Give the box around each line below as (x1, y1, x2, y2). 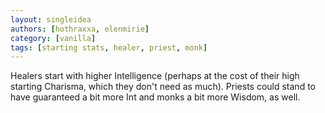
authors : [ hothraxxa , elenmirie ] (10, 24, 150, 34)
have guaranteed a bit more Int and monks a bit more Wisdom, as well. (10, 91, 301, 103)
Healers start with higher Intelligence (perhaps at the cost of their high (10, 70, 300, 82)
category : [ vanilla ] (10, 33, 97, 43)
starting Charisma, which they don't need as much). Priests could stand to (10, 81, 316, 93)
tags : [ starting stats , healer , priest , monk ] (10, 42, 208, 53)
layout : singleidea (10, 14, 92, 25)
